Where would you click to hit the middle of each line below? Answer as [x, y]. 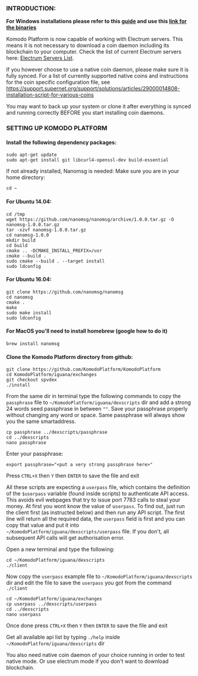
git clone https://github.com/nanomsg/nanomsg [65, 292]
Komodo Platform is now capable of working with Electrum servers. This [95, 39]
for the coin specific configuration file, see [58, 82]
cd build [17, 245]
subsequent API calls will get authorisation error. [65, 538]
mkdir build [21, 240]
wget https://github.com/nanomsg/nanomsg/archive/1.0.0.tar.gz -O [90, 219]
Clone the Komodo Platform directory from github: [70, 357]
